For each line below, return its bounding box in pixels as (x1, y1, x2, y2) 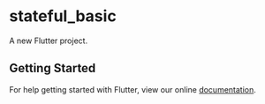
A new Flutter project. (9, 35, 88, 46)
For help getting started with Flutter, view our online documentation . (9, 84, 256, 94)
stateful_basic (9, 6, 117, 26)
